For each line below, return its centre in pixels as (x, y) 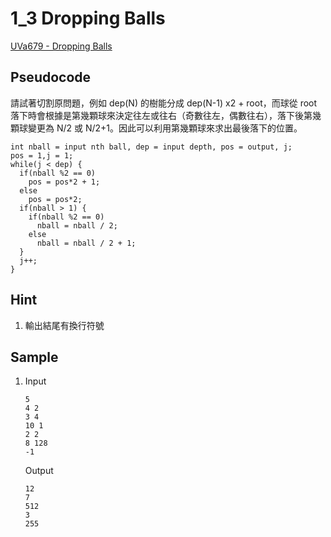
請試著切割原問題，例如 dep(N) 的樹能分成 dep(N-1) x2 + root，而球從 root (164, 103)
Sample (34, 357)
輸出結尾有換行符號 (64, 325)
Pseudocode (51, 77)
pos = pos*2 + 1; (64, 182)
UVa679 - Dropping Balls (61, 46)
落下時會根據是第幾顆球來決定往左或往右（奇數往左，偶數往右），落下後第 (161, 115)
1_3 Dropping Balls (88, 18)
